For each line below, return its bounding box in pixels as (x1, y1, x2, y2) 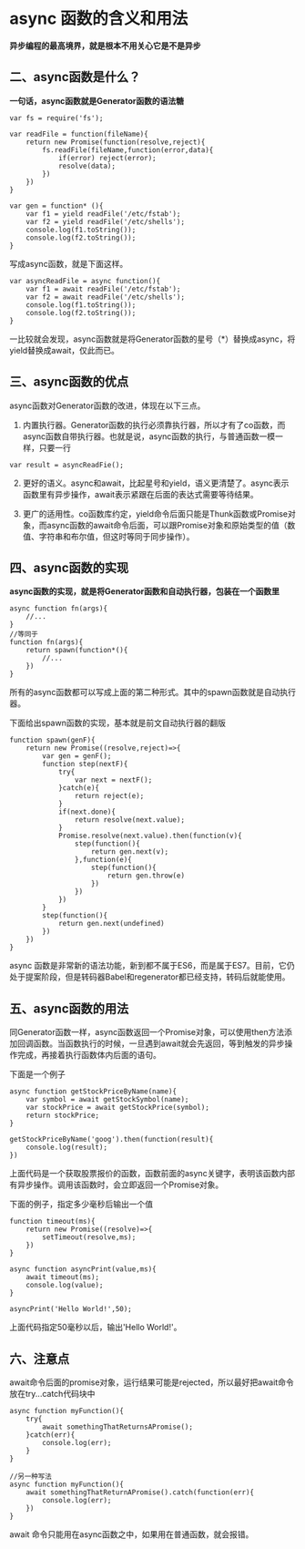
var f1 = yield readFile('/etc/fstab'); (25, 209, 181, 219)
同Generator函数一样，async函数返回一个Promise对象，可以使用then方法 (9, 1027, 285, 1038)
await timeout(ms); (25, 1273, 100, 1282)
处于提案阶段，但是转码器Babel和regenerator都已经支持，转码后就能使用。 (9, 971, 290, 982)
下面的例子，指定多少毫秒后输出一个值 (9, 1199, 153, 1210)
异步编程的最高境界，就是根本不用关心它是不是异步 (9, 40, 201, 51)
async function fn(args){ (9, 604, 107, 613)
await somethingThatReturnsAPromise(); (42, 1422, 194, 1431)
